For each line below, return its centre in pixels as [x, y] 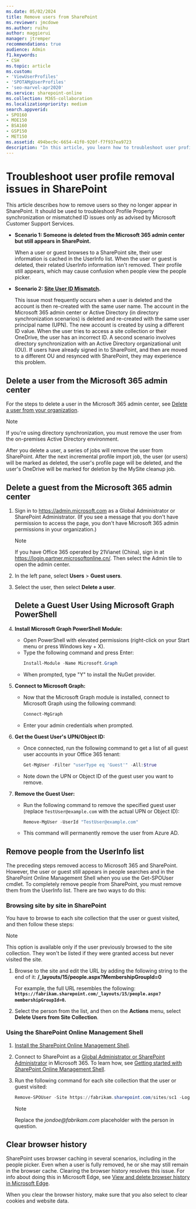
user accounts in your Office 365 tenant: [72, 754]
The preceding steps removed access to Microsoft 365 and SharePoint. [92, 865]
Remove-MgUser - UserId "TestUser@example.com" [81, 822]
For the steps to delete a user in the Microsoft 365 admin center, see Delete [97, 404]
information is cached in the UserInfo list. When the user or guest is [96, 259]
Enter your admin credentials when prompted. [78, 725]
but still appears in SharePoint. [53, 241]
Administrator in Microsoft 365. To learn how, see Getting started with [98, 1063]
